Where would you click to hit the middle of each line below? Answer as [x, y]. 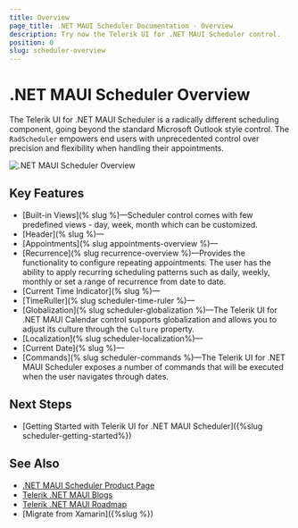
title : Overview [39, 17]
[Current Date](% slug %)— [73, 348]
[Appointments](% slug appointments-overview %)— [120, 243]
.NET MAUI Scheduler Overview [130, 95]
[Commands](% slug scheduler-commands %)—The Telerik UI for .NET [153, 357]
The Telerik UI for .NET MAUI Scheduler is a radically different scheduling [144, 120]
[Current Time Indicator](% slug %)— [91, 290]
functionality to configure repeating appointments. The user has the [147, 262]
